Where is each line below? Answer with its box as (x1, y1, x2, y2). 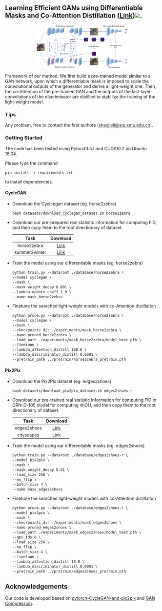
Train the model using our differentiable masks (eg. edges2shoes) (12, 443, 145, 448)
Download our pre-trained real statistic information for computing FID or (12, 397, 157, 403)
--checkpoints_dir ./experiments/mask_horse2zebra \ (12, 328, 122, 333)
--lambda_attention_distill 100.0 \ (12, 347, 87, 352)
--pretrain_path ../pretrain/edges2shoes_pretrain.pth (12, 569, 126, 574)
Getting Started (5, 134, 42, 141)
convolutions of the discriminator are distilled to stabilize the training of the (5, 94, 156, 100)
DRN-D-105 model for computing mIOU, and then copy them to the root (12, 402, 156, 408)
